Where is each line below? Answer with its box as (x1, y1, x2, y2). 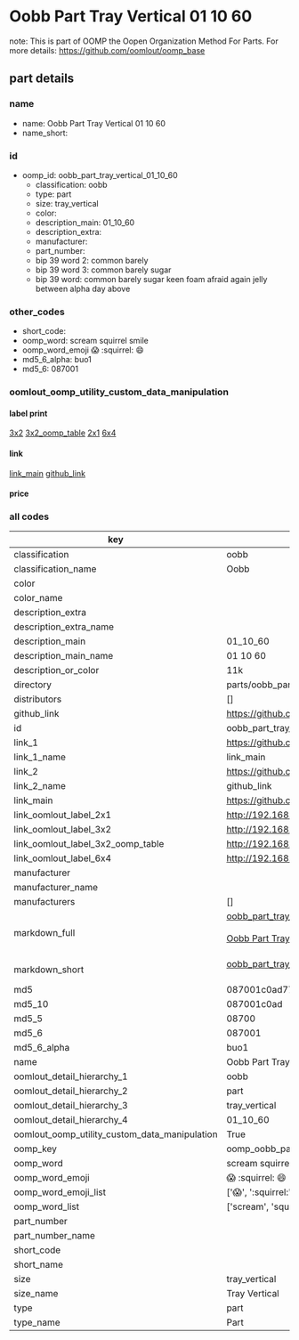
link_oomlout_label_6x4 (13, 852, 112, 865)
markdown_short (13, 963, 85, 976)
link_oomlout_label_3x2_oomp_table (13, 838, 165, 850)
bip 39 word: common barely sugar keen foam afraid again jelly (35, 273, 268, 284)
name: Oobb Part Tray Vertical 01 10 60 (21, 118, 166, 128)
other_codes (9, 305, 65, 318)
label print (9, 408, 48, 418)
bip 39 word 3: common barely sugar (35, 264, 172, 275)
